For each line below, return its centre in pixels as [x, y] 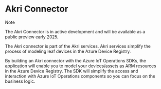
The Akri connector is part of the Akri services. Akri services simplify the [78, 46]
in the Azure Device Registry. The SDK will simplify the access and [72, 71]
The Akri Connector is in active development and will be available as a [75, 31]
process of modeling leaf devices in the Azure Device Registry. [68, 51]
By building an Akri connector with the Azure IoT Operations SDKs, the [76, 60]
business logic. [20, 81]
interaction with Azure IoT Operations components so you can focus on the [80, 76]
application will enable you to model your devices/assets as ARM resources [81, 66]
